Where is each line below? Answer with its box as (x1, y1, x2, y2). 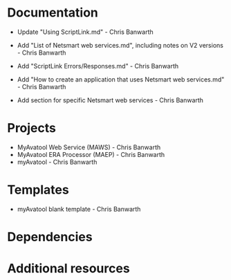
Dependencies (7, 230, 93, 245)
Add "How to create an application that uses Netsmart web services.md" (17, 75, 225, 84)
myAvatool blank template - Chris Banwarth (17, 205, 141, 213)
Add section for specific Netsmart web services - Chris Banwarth (17, 95, 204, 104)
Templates (7, 182, 69, 198)
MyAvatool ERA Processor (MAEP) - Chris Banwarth (17, 150, 165, 158)
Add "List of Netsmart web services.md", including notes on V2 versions (17, 41, 223, 49)
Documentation (7, 5, 99, 21)
